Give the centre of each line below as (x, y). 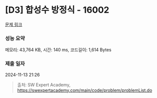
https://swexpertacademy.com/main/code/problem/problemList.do (85, 90)
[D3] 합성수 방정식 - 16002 (57, 10)
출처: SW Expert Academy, (44, 85)
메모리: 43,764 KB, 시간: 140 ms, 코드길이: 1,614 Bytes (58, 50)
